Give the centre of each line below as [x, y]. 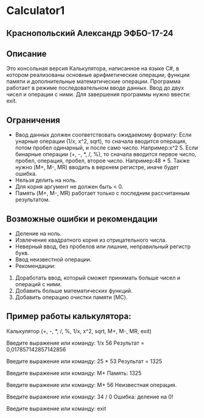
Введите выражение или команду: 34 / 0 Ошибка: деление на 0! [90, 397]
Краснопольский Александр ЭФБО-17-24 [90, 33]
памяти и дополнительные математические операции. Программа [93, 81]
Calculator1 [36, 11]
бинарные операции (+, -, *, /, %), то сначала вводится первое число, [106, 154]
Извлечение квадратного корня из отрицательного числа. [91, 240]
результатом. [32, 200]
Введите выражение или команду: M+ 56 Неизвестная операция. [92, 384]
